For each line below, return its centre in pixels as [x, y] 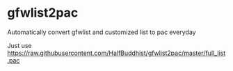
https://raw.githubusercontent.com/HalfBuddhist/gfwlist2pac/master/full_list [116, 53]
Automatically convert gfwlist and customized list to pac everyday [102, 32]
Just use [20, 45]
